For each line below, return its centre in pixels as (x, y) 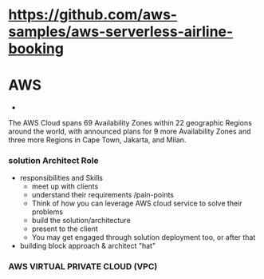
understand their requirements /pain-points (102, 195)
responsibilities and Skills (61, 178)
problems (47, 212)
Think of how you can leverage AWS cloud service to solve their (137, 203)
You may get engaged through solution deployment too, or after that (144, 237)
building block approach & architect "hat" (88, 246)
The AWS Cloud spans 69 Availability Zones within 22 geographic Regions (130, 123)
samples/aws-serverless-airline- (121, 32)
